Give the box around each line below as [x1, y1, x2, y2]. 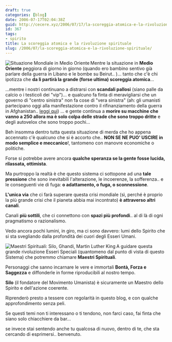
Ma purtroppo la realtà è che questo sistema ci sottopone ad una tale [5, 170, 152, 177]
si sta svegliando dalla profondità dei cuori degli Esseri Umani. [5, 233, 137, 239]
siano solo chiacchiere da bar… [5, 315, 71, 321]
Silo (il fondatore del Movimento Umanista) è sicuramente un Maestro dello [5, 279, 164, 286]
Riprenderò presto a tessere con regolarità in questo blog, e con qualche [5, 295, 159, 301]
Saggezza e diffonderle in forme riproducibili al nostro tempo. [5, 269, 136, 275]
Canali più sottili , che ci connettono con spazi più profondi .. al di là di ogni [5, 212, 163, 218]
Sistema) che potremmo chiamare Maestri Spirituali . [5, 254, 117, 260]
